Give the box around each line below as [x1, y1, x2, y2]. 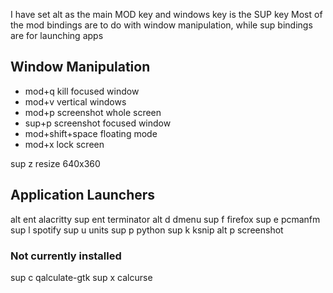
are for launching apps [10, 30, 104, 41]
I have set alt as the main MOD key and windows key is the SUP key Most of [10, 9, 323, 20]
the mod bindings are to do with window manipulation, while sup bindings [10, 19, 313, 31]
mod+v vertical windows [24, 95, 127, 108]
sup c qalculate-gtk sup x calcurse [10, 271, 153, 283]
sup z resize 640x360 [10, 157, 101, 169]
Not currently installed [10, 249, 122, 263]
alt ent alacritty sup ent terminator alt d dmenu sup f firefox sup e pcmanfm [10, 213, 321, 225]
